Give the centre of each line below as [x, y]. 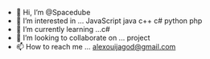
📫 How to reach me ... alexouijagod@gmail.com [96, 47]
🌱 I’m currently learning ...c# [63, 29]
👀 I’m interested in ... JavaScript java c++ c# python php [109, 21]
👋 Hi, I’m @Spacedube [53, 12]
